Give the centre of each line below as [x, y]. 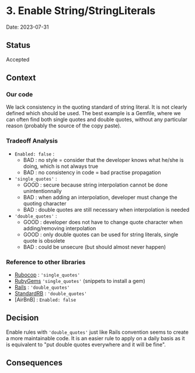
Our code [20, 95]
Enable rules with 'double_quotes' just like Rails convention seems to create [97, 332]
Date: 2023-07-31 [27, 27]
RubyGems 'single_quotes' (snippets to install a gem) [80, 281]
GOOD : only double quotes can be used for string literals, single [101, 234]
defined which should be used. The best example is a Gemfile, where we [93, 113]
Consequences [34, 363]
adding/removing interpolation [60, 228]
